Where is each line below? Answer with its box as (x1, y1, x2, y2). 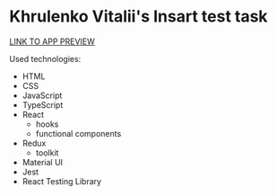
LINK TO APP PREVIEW (9, 36, 96, 47)
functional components (35, 128, 122, 138)
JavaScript (22, 90, 63, 101)
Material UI (22, 156, 64, 167)
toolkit (35, 147, 59, 158)
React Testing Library (22, 175, 101, 186)
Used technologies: (9, 53, 82, 64)
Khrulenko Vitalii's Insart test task (9, 6, 268, 27)
